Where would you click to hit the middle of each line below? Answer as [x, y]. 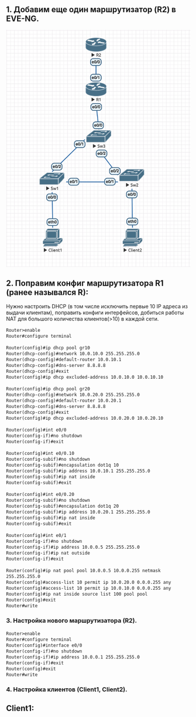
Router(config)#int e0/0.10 [40, 454]
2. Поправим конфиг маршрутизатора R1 [85, 283]
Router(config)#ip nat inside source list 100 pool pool [77, 594]
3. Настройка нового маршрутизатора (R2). [72, 621]
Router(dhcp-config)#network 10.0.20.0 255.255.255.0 [73, 395]
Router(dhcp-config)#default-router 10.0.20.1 [64, 401]
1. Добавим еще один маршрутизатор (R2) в [91, 10]
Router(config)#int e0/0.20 [40, 495]
